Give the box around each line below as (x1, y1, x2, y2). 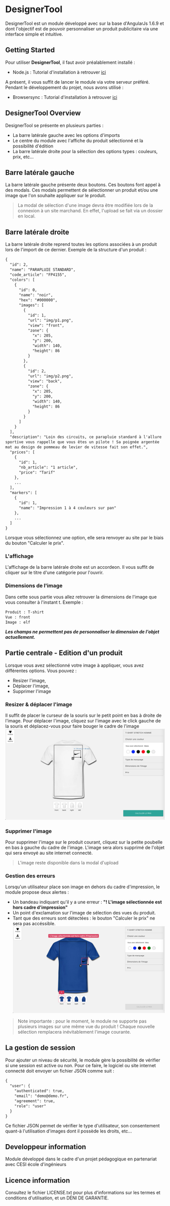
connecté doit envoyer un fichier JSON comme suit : (5, 1068, 115, 1074)
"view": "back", (27, 379, 62, 384)
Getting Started (5, 46, 55, 54)
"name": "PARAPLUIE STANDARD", (10, 267, 76, 272)
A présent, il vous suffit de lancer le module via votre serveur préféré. (5, 79, 150, 85)
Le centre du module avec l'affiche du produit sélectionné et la (12, 137, 143, 143)
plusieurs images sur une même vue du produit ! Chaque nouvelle (17, 1023, 155, 1030)
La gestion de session (5, 1043, 76, 1052)
